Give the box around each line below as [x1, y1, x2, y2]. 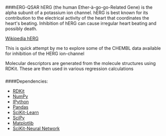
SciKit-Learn [12, 109, 39, 115]
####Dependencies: [5, 78, 48, 84]
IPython [12, 98, 29, 105]
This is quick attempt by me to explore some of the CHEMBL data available [5, 45, 161, 51]
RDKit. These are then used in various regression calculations [5, 65, 134, 72]
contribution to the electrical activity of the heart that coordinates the [5, 15, 149, 21]
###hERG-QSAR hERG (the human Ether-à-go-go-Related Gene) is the [5, 5, 153, 10]
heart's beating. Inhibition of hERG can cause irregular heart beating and [5, 20, 157, 26]
